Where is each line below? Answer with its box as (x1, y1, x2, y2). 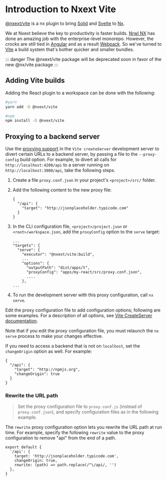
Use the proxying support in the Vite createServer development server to (5, 146, 159, 152)
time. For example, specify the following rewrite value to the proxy (5, 430, 145, 436)
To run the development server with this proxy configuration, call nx (12, 292, 153, 298)
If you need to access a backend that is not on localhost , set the (5, 343, 140, 349)
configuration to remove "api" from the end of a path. (5, 435, 116, 441)
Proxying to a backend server (5, 132, 100, 141)
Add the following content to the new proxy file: (12, 187, 112, 193)
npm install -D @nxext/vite (5, 118, 65, 123)
